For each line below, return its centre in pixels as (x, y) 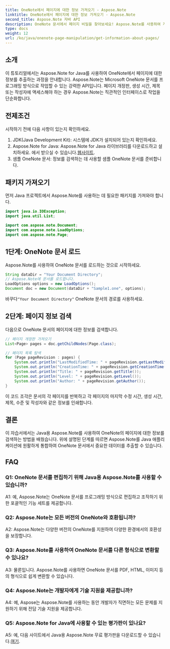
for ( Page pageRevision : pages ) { (43, 358)
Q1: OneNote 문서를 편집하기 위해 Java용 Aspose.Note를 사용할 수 (83, 477)
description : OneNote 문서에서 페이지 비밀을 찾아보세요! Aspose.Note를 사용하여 (83, 24)
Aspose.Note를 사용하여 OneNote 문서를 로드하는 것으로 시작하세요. (73, 265)
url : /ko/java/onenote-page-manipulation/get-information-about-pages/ (82, 38)
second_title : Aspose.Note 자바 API (43, 19)
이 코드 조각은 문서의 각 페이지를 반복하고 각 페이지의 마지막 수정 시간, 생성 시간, (84, 396)
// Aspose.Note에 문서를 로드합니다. (40, 279)
